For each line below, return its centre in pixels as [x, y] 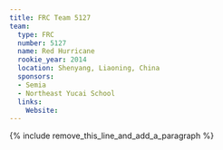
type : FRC [36, 34]
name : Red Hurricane [56, 52]
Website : [42, 110]
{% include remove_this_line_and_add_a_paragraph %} [112, 136]
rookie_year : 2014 [53, 60]
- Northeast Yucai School [67, 93]
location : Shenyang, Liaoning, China [89, 69]
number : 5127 [42, 43]
